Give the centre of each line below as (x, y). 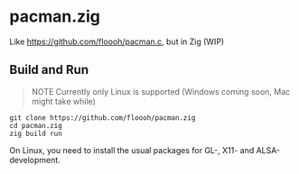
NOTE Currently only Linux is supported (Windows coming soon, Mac (161, 91)
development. (35, 160)
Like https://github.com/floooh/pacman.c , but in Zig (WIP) (117, 41)
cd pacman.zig (36, 125)
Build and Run (49, 70)
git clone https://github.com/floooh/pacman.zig (103, 118)
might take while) (64, 101)
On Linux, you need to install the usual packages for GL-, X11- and (132, 150)
